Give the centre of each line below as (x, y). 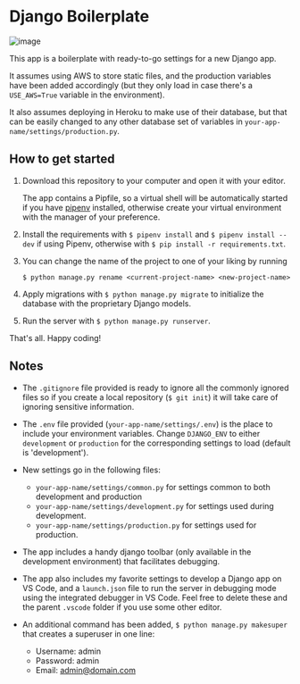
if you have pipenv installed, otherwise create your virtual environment (152, 207)
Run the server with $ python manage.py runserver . (117, 321)
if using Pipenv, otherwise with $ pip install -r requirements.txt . (162, 244)
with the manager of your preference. (91, 217)
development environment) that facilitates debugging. (121, 561)
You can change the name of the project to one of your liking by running (154, 261)
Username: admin (68, 651)
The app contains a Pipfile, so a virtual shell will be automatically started (155, 197)
